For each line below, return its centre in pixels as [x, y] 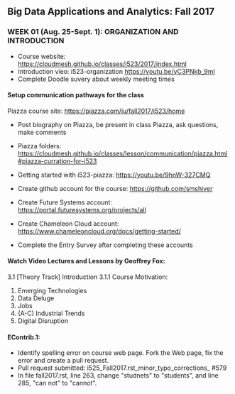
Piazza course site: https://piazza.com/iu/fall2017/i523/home [96, 111]
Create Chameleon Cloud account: [68, 224]
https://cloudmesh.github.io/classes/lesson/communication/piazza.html [122, 153]
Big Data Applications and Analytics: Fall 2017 [111, 12]
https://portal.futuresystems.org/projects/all [82, 209]
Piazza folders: [39, 146]
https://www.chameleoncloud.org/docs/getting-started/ [99, 231]
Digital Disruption [43, 321]
